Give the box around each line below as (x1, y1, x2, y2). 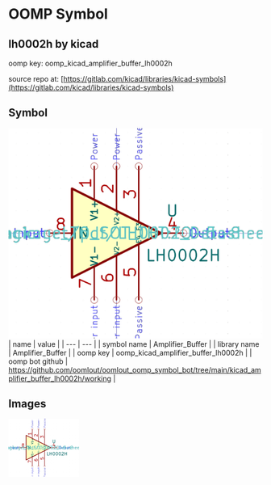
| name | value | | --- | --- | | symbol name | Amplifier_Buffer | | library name (8, 339, 260, 348)
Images (8, 397, 47, 411)
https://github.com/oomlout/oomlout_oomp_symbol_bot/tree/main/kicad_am (8, 365, 262, 374)
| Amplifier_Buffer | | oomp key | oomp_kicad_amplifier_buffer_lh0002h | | (8, 348, 252, 357)
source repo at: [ (8, 74, 64, 83)
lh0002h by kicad (8, 37, 99, 51)
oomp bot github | (8, 356, 69, 366)
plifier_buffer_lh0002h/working (8, 373, 111, 383)
